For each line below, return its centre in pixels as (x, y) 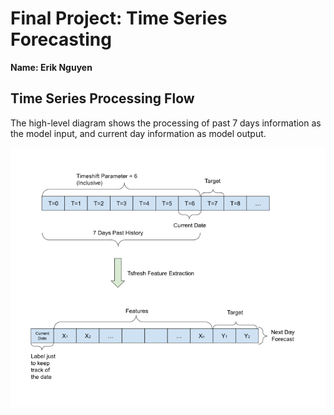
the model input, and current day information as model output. (138, 133)
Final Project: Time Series (119, 18)
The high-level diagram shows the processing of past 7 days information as (166, 123)
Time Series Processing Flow (102, 98)
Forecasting (61, 39)
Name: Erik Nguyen (51, 67)
